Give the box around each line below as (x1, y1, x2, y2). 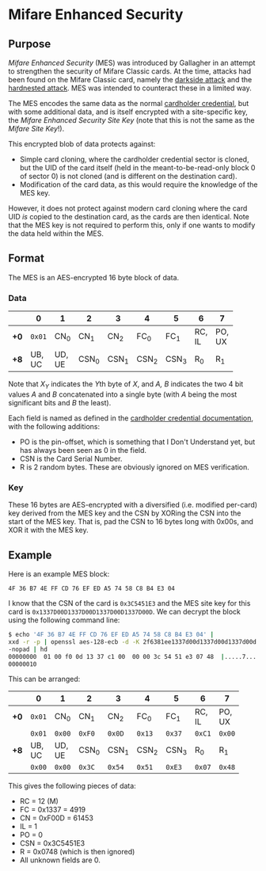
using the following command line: (8, 615, 120, 625)
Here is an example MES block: (8, 569, 110, 579)
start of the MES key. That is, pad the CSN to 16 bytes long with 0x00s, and (8, 517, 253, 527)
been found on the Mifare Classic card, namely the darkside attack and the (8, 75, 253, 84)
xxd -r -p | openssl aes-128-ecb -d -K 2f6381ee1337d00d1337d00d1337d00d (8, 637, 257, 646)
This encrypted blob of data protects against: (8, 139, 156, 148)
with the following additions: (8, 421, 101, 431)
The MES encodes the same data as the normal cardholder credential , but (8, 99, 249, 108)
